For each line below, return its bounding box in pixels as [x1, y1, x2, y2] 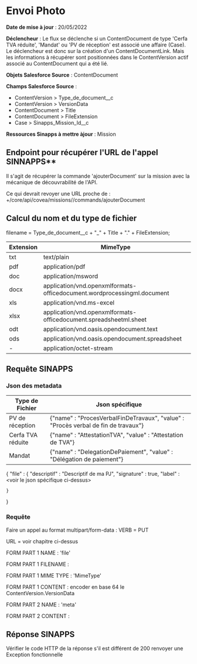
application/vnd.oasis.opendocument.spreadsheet [43, 334, 182, 342]
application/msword [43, 272, 98, 280]
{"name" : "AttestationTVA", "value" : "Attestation [49, 431, 184, 439]
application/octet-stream [43, 344, 113, 352]
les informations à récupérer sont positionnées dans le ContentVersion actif [6, 54, 189, 61]
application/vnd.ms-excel [43, 298, 115, 306]
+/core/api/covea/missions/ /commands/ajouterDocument [6, 196, 145, 203]
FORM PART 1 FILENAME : [6, 560, 69, 568]
